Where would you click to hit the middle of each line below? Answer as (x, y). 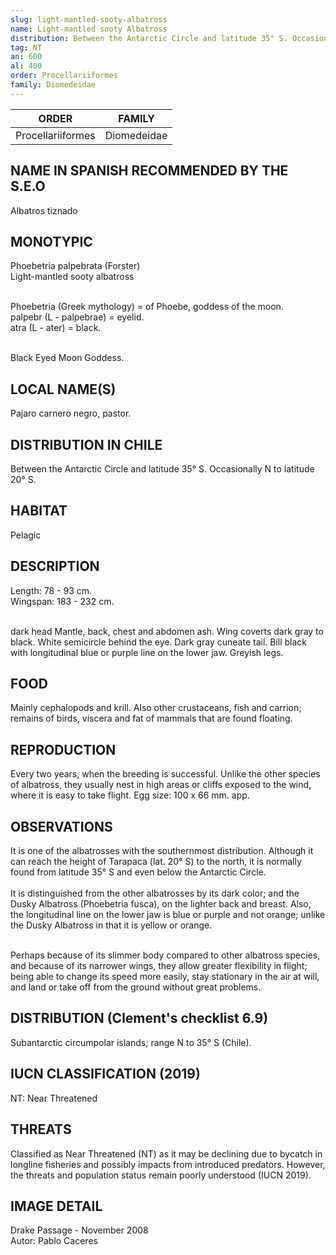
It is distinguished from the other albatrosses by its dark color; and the (155, 893)
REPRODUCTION (63, 749)
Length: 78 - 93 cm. (51, 590)
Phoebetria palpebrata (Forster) (75, 266)
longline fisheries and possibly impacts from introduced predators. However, (168, 1164)
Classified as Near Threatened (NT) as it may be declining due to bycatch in (166, 1153)
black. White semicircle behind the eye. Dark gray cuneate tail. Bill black (159, 642)
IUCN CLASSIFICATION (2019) (105, 1074)
